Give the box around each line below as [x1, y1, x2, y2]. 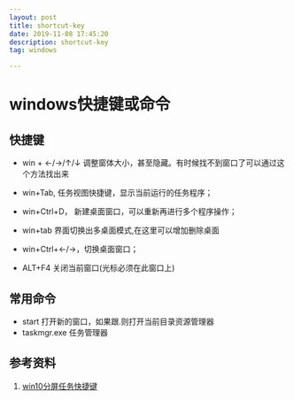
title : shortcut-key [9, 21, 86, 30]
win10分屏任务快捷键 [21, 381, 97, 391]
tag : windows [9, 46, 58, 55]
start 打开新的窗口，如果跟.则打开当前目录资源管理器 [21, 316, 214, 327]
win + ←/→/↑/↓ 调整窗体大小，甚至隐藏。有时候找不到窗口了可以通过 [21, 158, 277, 168]
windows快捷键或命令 [9, 95, 171, 115]
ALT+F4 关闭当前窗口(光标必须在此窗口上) [21, 263, 175, 273]
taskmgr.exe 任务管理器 [21, 327, 108, 337]
